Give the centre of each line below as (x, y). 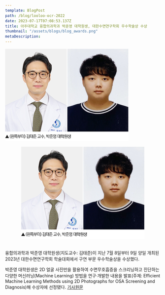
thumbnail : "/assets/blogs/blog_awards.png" (51, 31)
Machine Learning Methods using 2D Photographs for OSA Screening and (80, 281)
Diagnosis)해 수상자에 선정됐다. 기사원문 (44, 287)
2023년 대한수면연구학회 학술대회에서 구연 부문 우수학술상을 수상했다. (72, 259)
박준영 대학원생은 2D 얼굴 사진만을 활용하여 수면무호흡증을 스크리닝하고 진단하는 (82, 270)
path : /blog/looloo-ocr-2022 (35, 16)
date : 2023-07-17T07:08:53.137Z (38, 21)
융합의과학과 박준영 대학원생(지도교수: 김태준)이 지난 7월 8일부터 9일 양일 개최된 (82, 253)
